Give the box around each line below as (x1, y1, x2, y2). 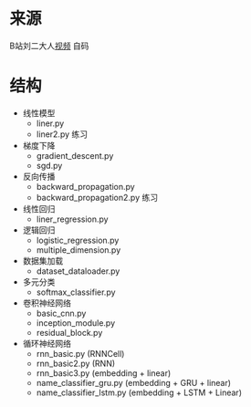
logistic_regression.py (36, 235, 120, 245)
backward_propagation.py (36, 181, 135, 192)
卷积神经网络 (22, 297, 71, 308)
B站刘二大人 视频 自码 (9, 40, 89, 51)
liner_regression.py (36, 214, 109, 224)
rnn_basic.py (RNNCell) (36, 348, 125, 359)
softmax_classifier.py (36, 287, 116, 297)
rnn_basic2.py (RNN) (36, 358, 116, 369)
